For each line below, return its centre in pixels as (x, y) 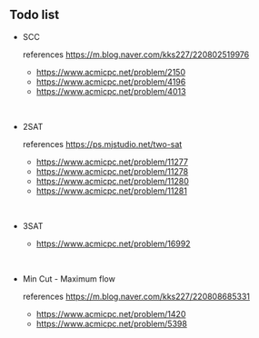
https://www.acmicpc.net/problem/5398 (112, 323)
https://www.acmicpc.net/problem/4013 (111, 91)
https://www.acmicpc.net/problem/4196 (111, 82)
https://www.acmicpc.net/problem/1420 (111, 313)
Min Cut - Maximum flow (69, 278)
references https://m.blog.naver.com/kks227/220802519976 (136, 55)
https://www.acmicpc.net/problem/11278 (112, 171)
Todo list (35, 15)
